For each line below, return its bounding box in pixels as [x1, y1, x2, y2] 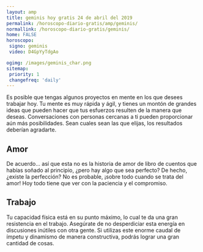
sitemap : [6, 65, 29, 72]
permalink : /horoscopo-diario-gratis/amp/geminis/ [6, 20, 138, 26]
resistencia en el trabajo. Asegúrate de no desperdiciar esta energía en [6, 220, 185, 227]
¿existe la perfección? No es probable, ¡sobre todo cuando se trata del [6, 173, 183, 180]
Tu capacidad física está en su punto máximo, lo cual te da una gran [6, 213, 179, 221]
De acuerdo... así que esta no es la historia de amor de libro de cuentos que [6, 160, 197, 168]
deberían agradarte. [6, 126, 57, 133]
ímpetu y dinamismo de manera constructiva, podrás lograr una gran [6, 233, 179, 240]
